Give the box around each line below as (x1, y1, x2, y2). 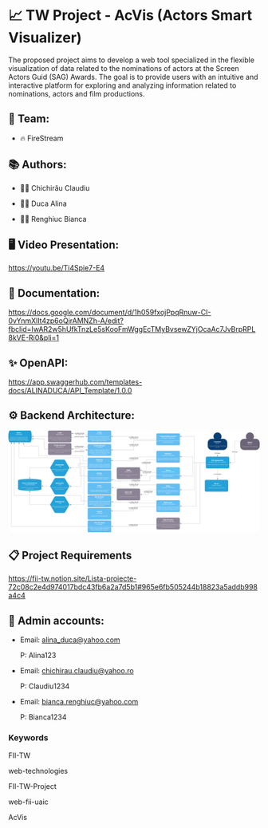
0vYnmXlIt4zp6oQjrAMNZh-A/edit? (8, 316, 124, 325)
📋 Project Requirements (8, 548, 132, 562)
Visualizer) (8, 29, 82, 47)
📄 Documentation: (8, 286, 100, 300)
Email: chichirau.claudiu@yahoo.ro (19, 666, 134, 676)
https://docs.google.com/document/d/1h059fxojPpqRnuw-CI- (8, 308, 211, 317)
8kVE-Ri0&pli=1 (8, 333, 60, 343)
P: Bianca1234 (19, 712, 67, 722)
